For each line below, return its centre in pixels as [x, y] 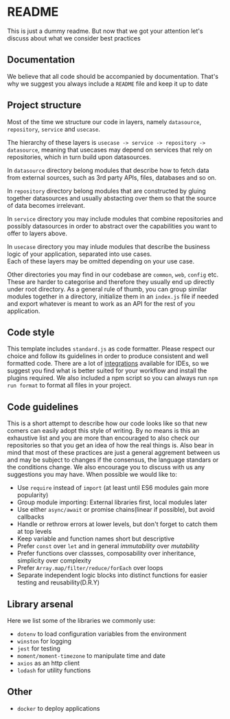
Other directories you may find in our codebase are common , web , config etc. [113, 274]
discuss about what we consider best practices [74, 38]
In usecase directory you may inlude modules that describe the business [109, 246]
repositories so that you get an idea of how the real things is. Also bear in [111, 445]
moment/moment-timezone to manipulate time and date [91, 656]
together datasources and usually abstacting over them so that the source [112, 198]
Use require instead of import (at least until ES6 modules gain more [113, 488]
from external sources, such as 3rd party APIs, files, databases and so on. [112, 177]
